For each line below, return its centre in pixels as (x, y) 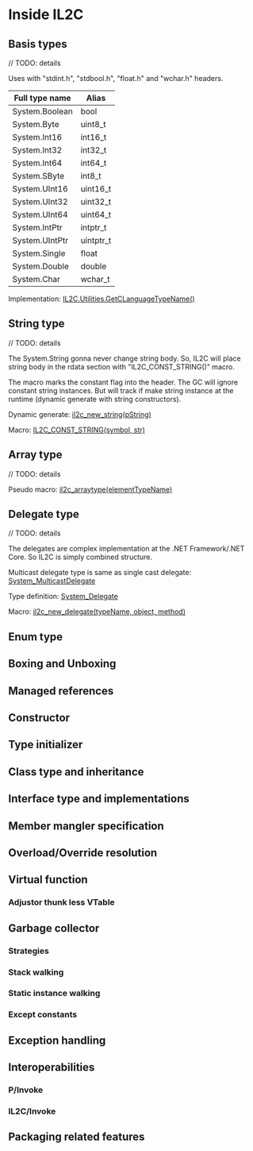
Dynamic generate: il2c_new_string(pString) (80, 414)
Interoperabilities (52, 1067)
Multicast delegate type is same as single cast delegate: (100, 573)
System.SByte (38, 176)
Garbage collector (54, 928)
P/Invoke (26, 1090)
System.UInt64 (40, 214)
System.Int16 (37, 137)
